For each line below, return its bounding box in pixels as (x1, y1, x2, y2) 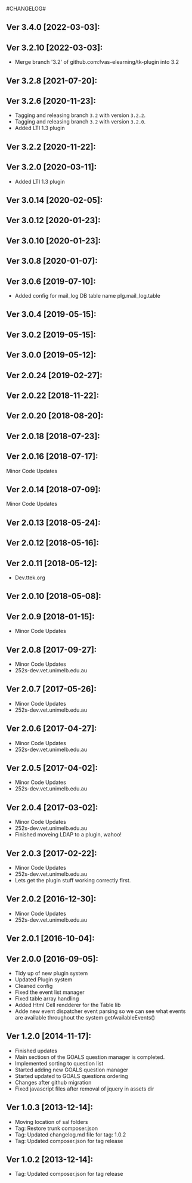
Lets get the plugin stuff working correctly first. (14, 877, 131, 884)
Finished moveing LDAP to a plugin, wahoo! (14, 831, 122, 838)
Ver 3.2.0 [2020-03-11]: (6, 162, 97, 172)
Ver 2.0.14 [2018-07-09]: (6, 484, 101, 495)
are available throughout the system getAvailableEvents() (14, 1014, 155, 1021)
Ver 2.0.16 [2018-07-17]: (6, 452, 98, 462)
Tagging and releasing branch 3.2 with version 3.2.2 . (14, 112, 146, 119)
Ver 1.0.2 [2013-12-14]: (6, 1154, 94, 1165)
